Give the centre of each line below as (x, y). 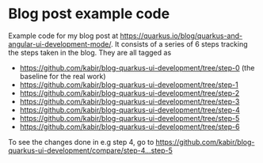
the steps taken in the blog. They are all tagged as (90, 52)
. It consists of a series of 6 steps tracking (179, 44)
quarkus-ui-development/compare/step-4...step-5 (90, 150)
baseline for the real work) (63, 76)
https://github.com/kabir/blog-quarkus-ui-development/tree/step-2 (130, 93)
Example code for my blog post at (63, 36)
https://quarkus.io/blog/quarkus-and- (181, 36)
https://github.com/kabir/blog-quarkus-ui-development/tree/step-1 (129, 85)
